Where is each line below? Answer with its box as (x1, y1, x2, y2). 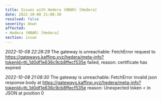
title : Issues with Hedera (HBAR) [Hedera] (5, 7, 97, 12)
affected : (5, 26, 26, 31)
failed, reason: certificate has (87, 59, 147, 65)
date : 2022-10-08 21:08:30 (5, 12, 61, 17)
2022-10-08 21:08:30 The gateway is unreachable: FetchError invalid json (5, 74, 157, 80)
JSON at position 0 (5, 90, 44, 96)
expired (5, 64, 21, 70)
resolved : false (5, 16, 39, 21)
